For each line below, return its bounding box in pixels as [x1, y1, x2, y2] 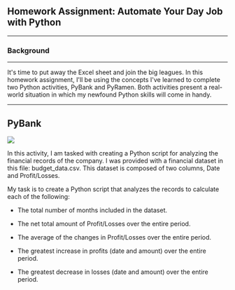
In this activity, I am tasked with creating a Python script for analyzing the [7, 149, 219, 157]
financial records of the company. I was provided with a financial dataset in [7, 156, 224, 165]
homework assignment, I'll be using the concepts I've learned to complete [7, 76, 220, 84]
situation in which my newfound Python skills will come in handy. [24, 90, 212, 99]
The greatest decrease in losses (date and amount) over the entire [17, 268, 208, 276]
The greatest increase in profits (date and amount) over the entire [17, 247, 206, 255]
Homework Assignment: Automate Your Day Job [7, 6, 223, 18]
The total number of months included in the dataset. [17, 206, 168, 214]
